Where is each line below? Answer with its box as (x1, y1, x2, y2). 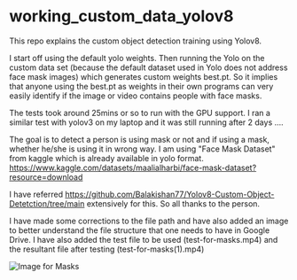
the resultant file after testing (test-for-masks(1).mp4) (9, 244, 205, 254)
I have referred (9, 189, 64, 199)
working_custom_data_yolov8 (9, 6, 234, 27)
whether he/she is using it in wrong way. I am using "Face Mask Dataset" (9, 144, 277, 154)
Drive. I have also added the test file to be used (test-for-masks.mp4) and (9, 234, 278, 245)
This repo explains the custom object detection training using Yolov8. (9, 35, 262, 46)
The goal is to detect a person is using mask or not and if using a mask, (9, 134, 270, 144)
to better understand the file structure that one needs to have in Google (9, 224, 270, 236)
